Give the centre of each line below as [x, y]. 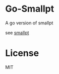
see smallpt [17, 32]
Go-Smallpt [30, 9]
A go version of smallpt [29, 23]
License [22, 53]
